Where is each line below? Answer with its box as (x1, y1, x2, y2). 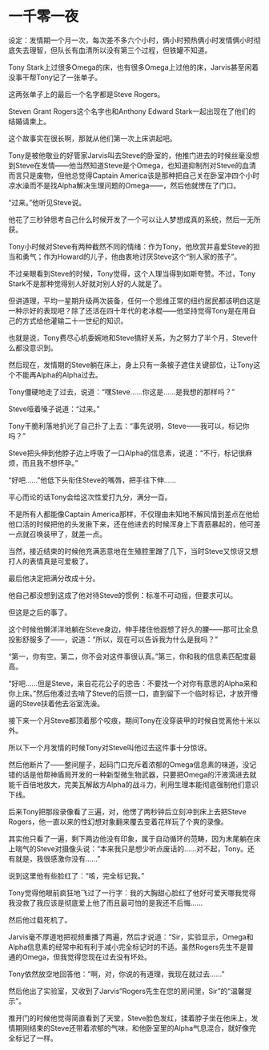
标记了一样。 (14, 1033, 58, 1043)
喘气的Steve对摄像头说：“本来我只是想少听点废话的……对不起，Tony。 (14, 843, 248, 854)
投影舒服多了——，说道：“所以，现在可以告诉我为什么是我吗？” (8, 634, 219, 644)
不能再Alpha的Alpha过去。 (14, 370, 102, 379)
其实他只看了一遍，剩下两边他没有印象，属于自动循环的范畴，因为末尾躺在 (8, 834, 254, 843)
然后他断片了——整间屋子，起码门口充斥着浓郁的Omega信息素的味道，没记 (8, 759, 257, 769)
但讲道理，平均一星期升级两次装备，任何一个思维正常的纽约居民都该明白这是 (8, 296, 261, 305)
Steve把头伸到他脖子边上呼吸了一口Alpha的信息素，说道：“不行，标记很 (8, 448, 246, 458)
